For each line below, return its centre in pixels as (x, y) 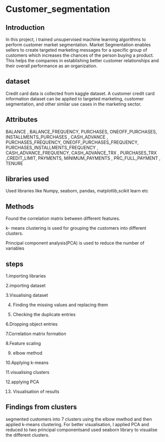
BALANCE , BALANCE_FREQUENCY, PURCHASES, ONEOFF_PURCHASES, (82, 132)
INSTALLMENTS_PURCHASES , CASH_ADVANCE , (57, 137)
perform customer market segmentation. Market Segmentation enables (78, 45)
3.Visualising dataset (27, 295)
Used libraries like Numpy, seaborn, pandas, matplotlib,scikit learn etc (77, 191)
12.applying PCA (22, 382)
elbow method (27, 353)
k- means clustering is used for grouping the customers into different (76, 228)
